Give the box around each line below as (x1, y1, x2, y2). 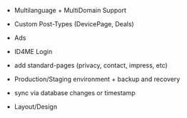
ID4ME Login (14, 48, 53, 55)
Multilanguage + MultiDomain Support (14, 6, 127, 14)
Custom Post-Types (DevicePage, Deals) (14, 20, 134, 28)
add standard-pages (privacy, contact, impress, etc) (14, 61, 168, 70)
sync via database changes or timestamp (14, 89, 136, 97)
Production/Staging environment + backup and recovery (14, 75, 181, 83)
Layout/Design (14, 102, 58, 111)
